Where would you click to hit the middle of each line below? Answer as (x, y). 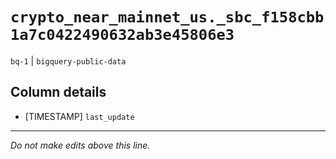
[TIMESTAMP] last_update (79, 116)
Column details (58, 92)
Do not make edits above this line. (80, 145)
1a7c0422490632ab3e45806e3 (122, 35)
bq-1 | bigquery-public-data (68, 60)
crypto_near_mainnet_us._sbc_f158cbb (167, 17)
